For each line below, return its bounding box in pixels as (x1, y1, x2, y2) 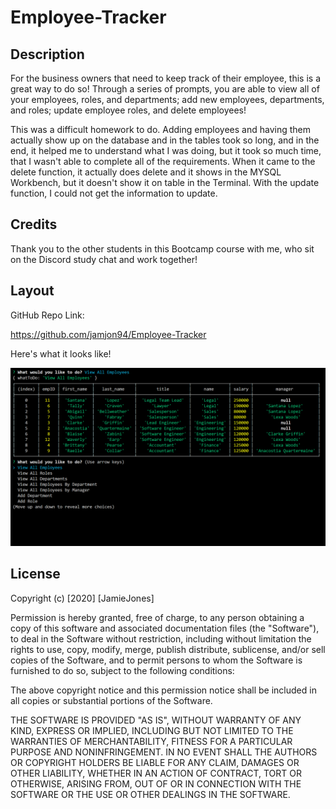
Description (10, 46, 85, 63)
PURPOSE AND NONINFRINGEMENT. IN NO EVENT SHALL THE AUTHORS (10, 746, 318, 758)
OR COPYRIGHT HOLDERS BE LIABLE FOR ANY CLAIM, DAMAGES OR (10, 756, 300, 768)
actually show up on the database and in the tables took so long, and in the (10, 134, 320, 146)
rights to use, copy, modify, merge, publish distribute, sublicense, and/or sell (10, 643, 326, 655)
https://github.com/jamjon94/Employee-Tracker (10, 328, 207, 340)
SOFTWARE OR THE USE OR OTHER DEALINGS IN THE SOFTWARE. (10, 788, 291, 800)
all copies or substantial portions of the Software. (10, 694, 213, 706)
